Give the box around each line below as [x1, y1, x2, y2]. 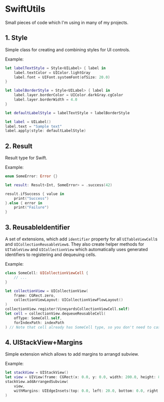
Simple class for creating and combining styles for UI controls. [5, 46, 130, 52]
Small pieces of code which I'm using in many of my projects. [5, 20, 128, 25]
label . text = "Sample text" [5, 124, 62, 129]
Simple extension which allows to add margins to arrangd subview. [5, 351, 139, 357]
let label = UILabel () [5, 119, 51, 124]
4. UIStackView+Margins [5, 338, 83, 346]
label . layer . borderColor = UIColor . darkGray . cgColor [14, 93, 123, 98]
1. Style [5, 34, 28, 42]
